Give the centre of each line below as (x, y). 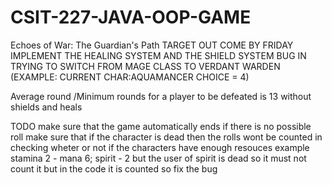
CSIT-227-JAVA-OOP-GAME (131, 17)
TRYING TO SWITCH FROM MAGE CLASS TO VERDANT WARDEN (145, 66)
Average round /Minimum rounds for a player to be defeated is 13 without (161, 96)
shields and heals (46, 107)
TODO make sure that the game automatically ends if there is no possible (161, 126)
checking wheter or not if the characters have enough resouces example (160, 147)
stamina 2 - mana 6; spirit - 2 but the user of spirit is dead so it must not (158, 158)
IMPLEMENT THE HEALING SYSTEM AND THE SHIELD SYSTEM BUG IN (158, 55)
